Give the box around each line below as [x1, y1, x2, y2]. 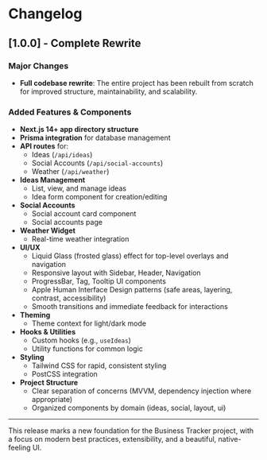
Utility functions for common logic [31, 344, 143, 354]
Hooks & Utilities [19, 327, 76, 337]
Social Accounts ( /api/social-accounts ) [31, 158, 164, 168]
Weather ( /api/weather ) [31, 167, 110, 176]
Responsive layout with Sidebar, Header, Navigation [31, 268, 201, 278]
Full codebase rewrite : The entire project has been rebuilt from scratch [19, 78, 254, 87]
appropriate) [31, 395, 73, 404]
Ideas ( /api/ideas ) [31, 150, 93, 160]
